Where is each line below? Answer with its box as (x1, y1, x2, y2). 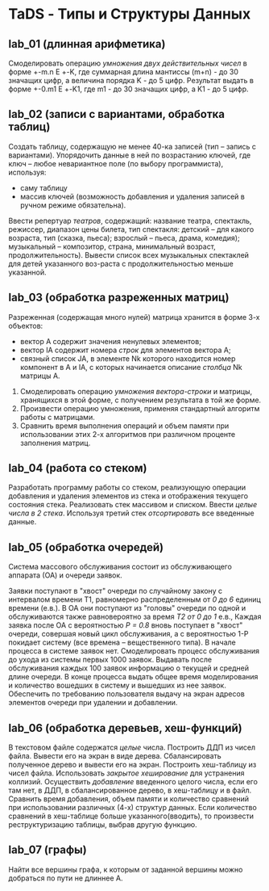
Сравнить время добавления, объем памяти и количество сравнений (8, 794, 250, 804)
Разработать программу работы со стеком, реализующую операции (8, 482, 246, 493)
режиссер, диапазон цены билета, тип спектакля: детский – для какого (8, 224, 255, 234)
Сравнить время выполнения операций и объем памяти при (19, 421, 230, 431)
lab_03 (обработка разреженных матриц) (8, 291, 230, 305)
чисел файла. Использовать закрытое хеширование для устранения (8, 768, 245, 778)
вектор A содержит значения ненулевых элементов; (19, 336, 201, 346)
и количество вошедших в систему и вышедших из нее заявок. (8, 680, 227, 691)
